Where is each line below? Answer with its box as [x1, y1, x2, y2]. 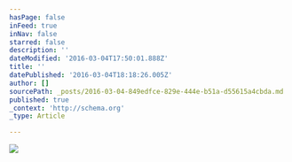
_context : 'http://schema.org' [9, 104, 125, 112]
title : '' [9, 63, 46, 72]
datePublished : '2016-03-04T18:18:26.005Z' [9, 71, 173, 80]
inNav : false [9, 29, 58, 38]
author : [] [9, 79, 50, 88]
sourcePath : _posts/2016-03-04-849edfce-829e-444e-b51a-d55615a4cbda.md [9, 87, 284, 96]
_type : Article [9, 112, 66, 120]
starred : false [9, 37, 66, 47]
